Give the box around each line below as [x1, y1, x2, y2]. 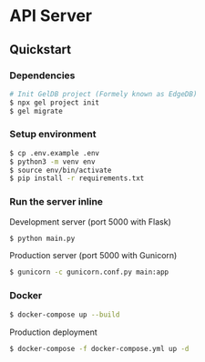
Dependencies [9, 69, 76, 82]
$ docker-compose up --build [9, 310, 120, 319]
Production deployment [9, 327, 97, 337]
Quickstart [9, 42, 72, 57]
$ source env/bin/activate [9, 166, 112, 175]
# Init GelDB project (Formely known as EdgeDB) [9, 89, 198, 98]
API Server [9, 5, 93, 26]
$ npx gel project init [9, 97, 100, 107]
